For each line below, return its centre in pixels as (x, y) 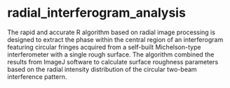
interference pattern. (37, 76)
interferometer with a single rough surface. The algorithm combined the (111, 54)
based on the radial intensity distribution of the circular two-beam (102, 69)
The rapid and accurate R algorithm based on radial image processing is (111, 32)
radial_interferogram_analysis (96, 13)
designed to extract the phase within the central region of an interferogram (115, 39)
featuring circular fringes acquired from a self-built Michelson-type (104, 47)
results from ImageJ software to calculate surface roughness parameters (113, 61)
